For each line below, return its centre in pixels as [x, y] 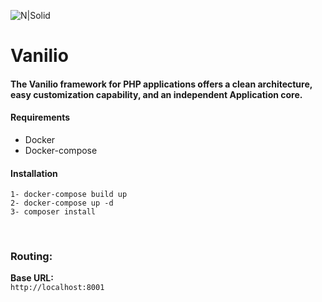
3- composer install [53, 212]
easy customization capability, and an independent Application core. [156, 94]
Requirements [40, 117]
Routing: [31, 257]
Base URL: [32, 278]
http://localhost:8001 [57, 288]
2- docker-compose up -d [62, 203]
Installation [34, 173]
